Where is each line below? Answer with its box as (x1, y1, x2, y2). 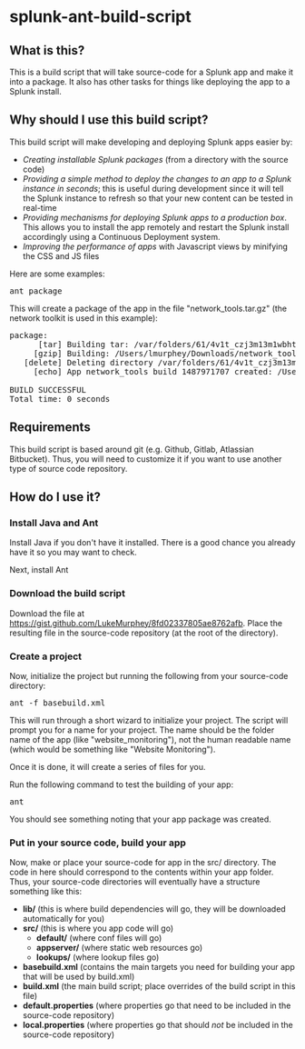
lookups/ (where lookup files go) (35, 952, 160, 963)
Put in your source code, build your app (9, 836, 186, 849)
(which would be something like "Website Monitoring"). (9, 744, 216, 754)
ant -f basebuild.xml (9, 697, 106, 708)
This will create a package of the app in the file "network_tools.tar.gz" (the (9, 303, 288, 314)
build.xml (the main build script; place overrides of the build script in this (22, 981, 296, 992)
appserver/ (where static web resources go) (35, 943, 203, 954)
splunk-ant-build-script (9, 6, 192, 27)
